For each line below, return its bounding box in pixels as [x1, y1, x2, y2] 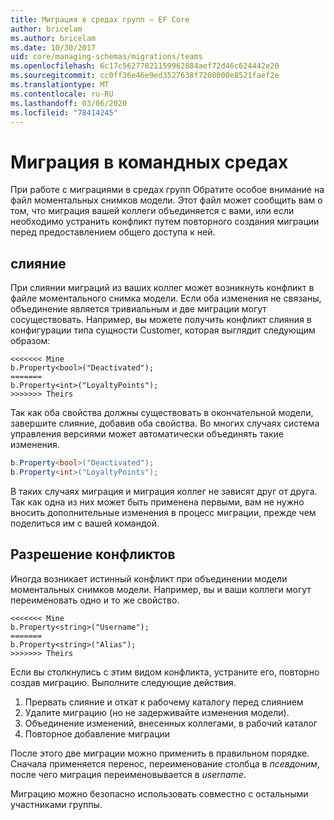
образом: [10, 335, 51, 347]
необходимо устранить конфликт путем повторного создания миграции [10, 216, 320, 228]
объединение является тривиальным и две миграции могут [10, 303, 267, 315]
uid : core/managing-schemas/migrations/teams [10, 52, 203, 62]
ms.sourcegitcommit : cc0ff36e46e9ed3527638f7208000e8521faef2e [10, 71, 280, 81]
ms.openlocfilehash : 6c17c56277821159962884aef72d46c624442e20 [10, 61, 280, 71]
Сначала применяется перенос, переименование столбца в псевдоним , [10, 757, 320, 770]
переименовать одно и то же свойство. [10, 594, 180, 606]
